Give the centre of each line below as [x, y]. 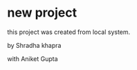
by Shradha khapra [34, 45]
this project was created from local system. [69, 32]
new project [42, 13]
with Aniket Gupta [33, 59]
